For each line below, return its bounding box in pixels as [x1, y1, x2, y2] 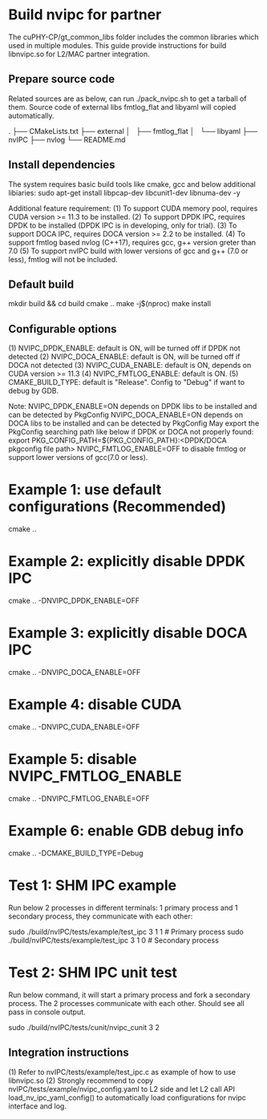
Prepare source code [8, 72, 115, 86]
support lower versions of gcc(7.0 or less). [8, 453, 148, 463]
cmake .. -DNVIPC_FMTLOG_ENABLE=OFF [8, 794, 150, 803]
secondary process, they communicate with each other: [8, 911, 193, 921]
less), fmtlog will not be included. [8, 254, 118, 264]
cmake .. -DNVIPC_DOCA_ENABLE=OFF [8, 668, 141, 677]
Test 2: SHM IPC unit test [8, 963, 178, 981]
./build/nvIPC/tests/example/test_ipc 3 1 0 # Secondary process [8, 935, 219, 945]
